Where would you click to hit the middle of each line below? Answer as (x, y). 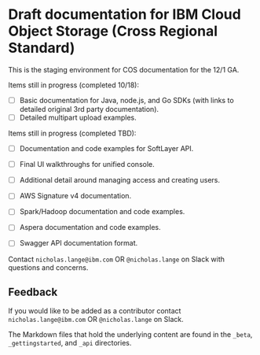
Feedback (33, 292)
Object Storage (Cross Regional (113, 31)
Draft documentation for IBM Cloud (125, 15)
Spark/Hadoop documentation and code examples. (102, 212)
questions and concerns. (48, 267)
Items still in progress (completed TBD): (72, 133)
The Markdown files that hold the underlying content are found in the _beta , (130, 335)
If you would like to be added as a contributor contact (95, 311)
